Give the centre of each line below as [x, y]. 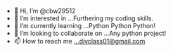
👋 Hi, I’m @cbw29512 [45, 11]
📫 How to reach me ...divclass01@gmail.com [79, 41]
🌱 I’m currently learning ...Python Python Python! [85, 26]
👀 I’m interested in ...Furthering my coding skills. [83, 18]
